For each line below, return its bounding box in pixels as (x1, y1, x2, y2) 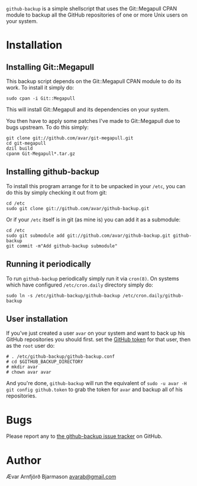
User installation (6, 314, 68, 324)
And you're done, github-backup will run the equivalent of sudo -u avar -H (6, 380, 188, 387)
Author (6, 453, 41, 467)
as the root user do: (6, 342, 55, 350)
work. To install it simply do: (6, 84, 75, 91)
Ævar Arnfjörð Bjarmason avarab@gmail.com (6, 473, 117, 480)
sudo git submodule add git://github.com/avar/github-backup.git (6, 233, 170, 239)
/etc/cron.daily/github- (122, 293, 184, 298)
